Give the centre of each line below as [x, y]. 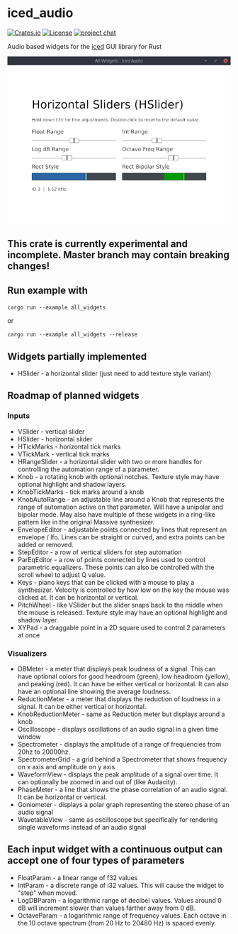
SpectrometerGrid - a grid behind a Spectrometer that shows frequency [122, 759]
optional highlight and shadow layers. [72, 484]
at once [29, 635]
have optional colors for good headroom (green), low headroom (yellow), [124, 676]
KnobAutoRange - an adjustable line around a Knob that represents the [121, 499]
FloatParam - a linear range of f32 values [78, 877]
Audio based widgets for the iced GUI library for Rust [85, 46]
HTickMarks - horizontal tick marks [69, 446]
